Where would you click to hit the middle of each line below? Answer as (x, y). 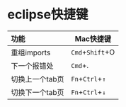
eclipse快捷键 (48, 15)
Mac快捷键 (93, 38)
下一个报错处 (33, 66)
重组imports (31, 52)
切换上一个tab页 (38, 79)
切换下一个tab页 (38, 92)
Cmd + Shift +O (93, 52)
